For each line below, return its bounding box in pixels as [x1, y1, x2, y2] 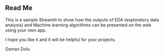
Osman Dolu [5, 46, 30, 52]
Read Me [5, 4, 33, 12]
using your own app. [5, 27, 47, 33]
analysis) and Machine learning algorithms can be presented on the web [5, 22, 151, 28]
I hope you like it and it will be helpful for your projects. [5, 37, 116, 42]
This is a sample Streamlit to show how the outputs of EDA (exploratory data [5, 17, 160, 22]
